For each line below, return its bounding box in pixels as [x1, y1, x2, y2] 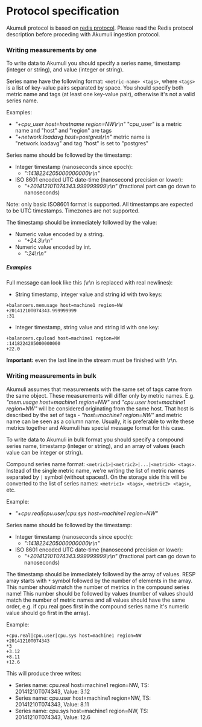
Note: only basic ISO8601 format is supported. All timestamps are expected [6, 201, 194, 208]
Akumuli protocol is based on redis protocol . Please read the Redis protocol [6, 24, 194, 31]
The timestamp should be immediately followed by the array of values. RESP [6, 570, 196, 577]
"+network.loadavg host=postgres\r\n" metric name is [14, 133, 151, 140]
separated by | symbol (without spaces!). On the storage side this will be [6, 473, 188, 481]
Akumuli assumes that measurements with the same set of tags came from [6, 386, 192, 393]
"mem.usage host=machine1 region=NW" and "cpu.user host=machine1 [6, 398, 186, 406]
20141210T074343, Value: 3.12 [14, 688, 90, 695]
